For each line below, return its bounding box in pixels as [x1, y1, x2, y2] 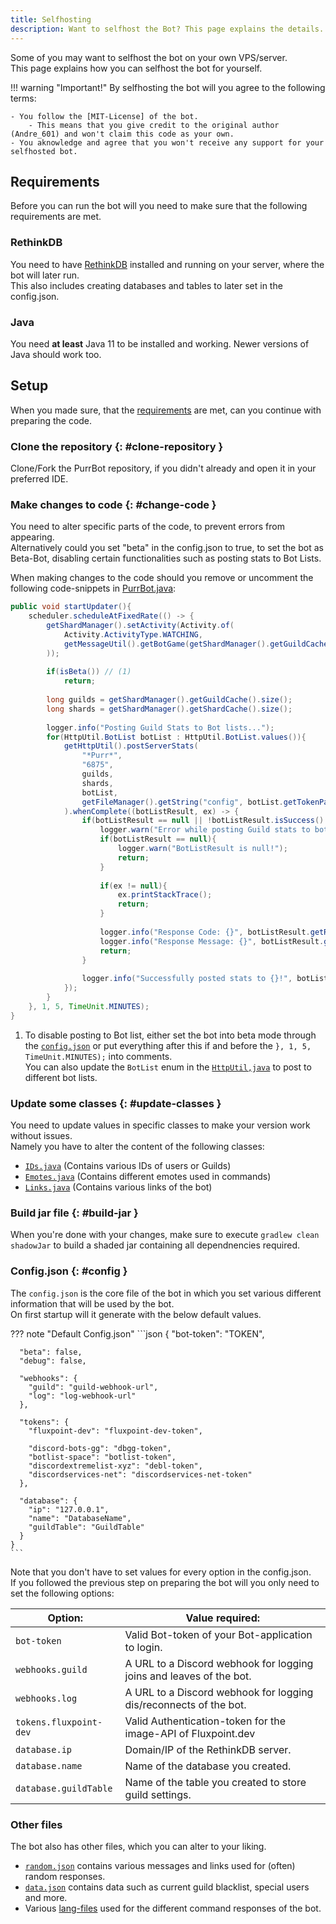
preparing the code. [10, 414, 93, 426]
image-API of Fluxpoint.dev [124, 1726, 256, 1740]
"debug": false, [19, 1356, 87, 1366]
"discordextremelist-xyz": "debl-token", [28, 1461, 203, 1471]
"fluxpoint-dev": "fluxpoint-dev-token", [28, 1426, 203, 1436]
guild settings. [124, 1787, 192, 1801]
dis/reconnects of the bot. [124, 1697, 247, 1711]
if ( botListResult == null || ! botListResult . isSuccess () [81, 816, 325, 826]
